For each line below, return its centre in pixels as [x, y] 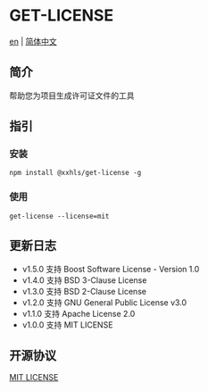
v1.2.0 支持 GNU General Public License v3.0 [104, 302]
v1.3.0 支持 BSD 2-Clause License [84, 291]
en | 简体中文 [33, 41]
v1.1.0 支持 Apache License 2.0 [79, 313]
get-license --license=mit [59, 216]
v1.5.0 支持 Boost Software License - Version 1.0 [111, 269]
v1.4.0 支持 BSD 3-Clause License [84, 280]
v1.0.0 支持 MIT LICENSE [67, 324]
